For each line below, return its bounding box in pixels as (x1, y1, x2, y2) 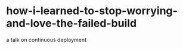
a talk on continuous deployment (6, 36, 87, 43)
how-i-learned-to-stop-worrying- (6, 4, 178, 18)
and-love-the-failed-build (6, 17, 137, 30)
